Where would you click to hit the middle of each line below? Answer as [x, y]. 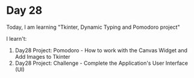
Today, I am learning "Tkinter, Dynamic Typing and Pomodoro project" [93, 27]
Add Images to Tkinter [42, 56]
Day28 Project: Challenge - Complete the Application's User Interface [102, 63]
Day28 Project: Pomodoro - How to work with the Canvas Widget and [101, 50]
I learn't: [17, 38]
